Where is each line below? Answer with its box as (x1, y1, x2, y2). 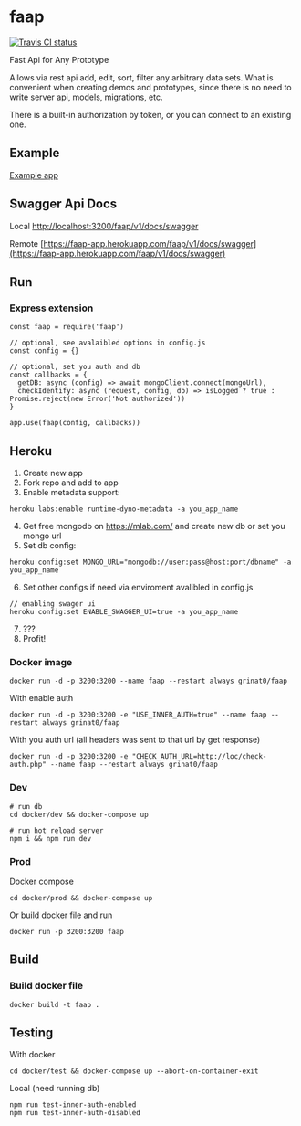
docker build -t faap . (9, 1000, 100, 1009)
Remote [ (9, 238, 44, 249)
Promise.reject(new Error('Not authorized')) (9, 395, 185, 404)
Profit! (22, 633, 47, 644)
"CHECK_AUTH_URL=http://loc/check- (131, 752, 267, 761)
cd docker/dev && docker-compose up (9, 810, 149, 819)
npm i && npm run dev (9, 834, 92, 843)
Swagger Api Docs (9, 197, 118, 212)
